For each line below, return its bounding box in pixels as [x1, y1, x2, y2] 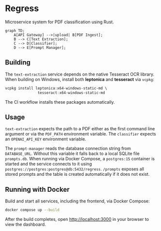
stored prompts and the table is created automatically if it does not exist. [5, 171, 150, 177]
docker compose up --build [5, 208, 60, 213]
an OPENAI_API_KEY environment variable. [5, 136, 86, 142]
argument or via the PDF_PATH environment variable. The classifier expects [5, 131, 156, 137]
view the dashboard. [5, 221, 46, 227]
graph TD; [5, 28, 25, 33]
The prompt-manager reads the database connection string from [5, 146, 131, 152]
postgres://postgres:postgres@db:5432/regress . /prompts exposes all [5, 166, 145, 172]
